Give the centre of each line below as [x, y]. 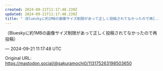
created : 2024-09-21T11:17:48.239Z [41, 9]
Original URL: [18, 58]
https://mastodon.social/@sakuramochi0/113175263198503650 [69, 63]
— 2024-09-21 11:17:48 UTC [33, 49]
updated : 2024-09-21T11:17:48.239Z [41, 14]
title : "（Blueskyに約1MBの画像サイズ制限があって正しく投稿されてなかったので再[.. [82, 18]
